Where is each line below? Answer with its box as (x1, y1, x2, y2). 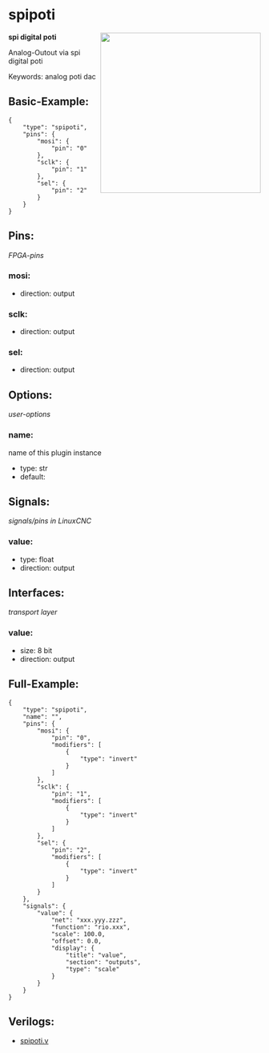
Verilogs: (8, 1015, 54, 1028)
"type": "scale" (65, 965, 120, 973)
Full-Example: (8, 677, 79, 691)
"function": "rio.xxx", (50, 923, 130, 931)
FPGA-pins (8, 250, 44, 260)
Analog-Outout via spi (8, 47, 81, 57)
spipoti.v (19, 1036, 49, 1046)
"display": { (50, 944, 94, 952)
